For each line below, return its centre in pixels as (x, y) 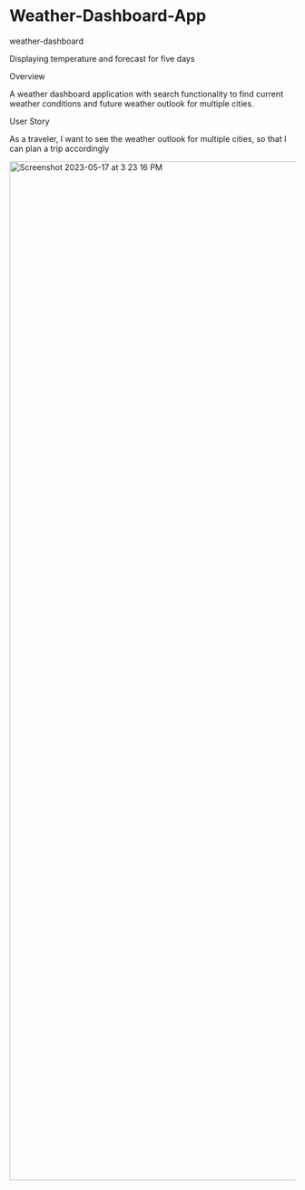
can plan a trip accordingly (59, 148)
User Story (30, 121)
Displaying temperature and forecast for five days (102, 58)
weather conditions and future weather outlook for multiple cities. (132, 103)
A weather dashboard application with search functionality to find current (147, 94)
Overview (27, 76)
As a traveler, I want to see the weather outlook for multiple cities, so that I (148, 138)
